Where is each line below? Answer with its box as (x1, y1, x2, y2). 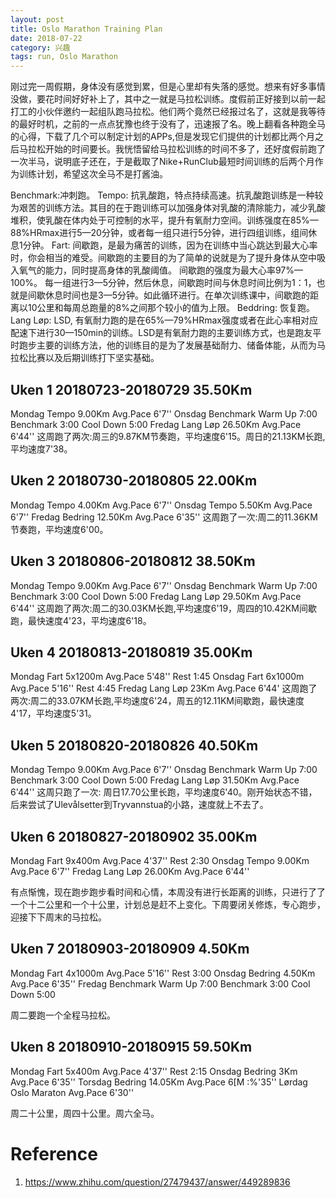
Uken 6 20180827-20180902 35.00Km (10, 828, 258, 845)
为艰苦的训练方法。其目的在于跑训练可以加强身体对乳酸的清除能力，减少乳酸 (10, 202, 326, 214)
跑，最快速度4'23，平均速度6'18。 (10, 614, 152, 626)
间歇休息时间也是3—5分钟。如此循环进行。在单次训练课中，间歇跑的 (27, 289, 310, 301)
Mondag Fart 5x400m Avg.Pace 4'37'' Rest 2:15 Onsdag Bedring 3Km (10, 1065, 298, 1077)
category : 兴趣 (10, 42, 71, 53)
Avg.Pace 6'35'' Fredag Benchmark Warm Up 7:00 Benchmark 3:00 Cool (10, 977, 311, 990)
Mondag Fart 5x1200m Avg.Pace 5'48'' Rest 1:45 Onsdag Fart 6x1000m (10, 671, 305, 683)
